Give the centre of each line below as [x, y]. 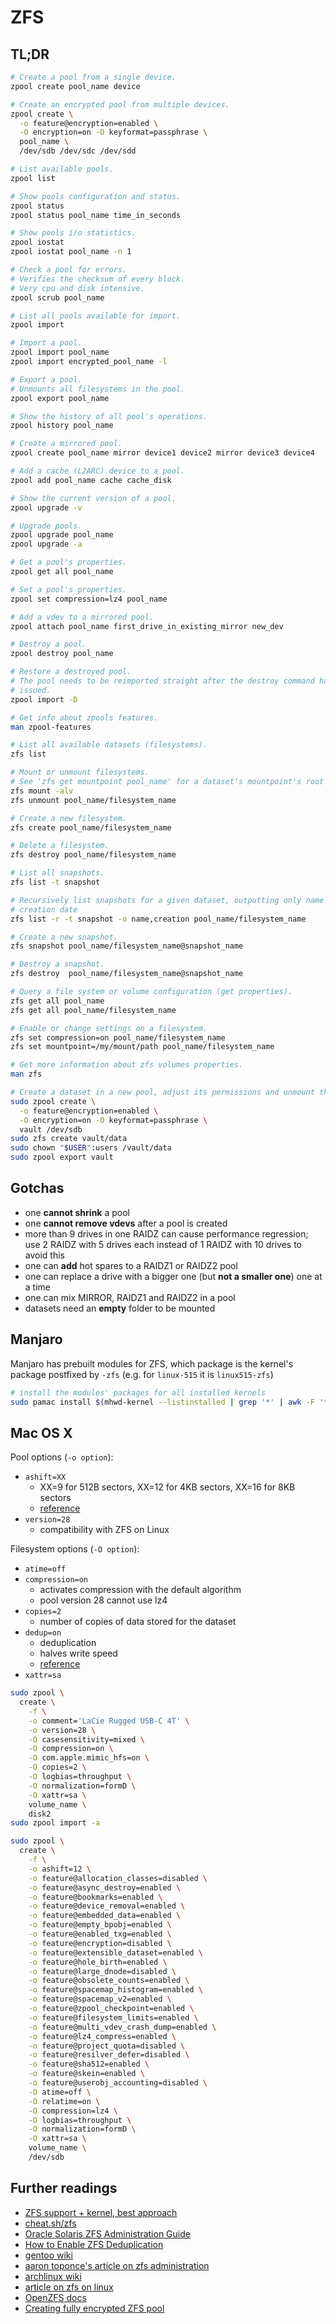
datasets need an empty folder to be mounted [120, 1308]
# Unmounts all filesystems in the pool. [98, 389]
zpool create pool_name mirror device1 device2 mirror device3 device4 [162, 453]
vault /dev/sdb [51, 1129]
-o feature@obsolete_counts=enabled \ [109, 1981]
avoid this [44, 1255]
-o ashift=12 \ [60, 1869]
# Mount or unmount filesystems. [80, 772]
